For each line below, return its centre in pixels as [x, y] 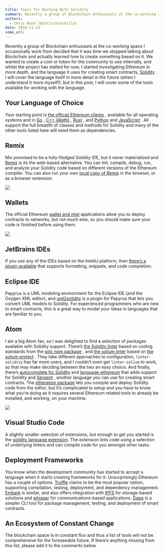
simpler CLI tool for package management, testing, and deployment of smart [82, 503]
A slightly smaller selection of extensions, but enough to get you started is [80, 434]
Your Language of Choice [44, 103]
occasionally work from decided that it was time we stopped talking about [79, 51]
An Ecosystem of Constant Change [60, 523]
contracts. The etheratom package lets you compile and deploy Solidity [77, 382]
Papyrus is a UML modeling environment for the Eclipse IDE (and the [74, 293]
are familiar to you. [24, 314]
